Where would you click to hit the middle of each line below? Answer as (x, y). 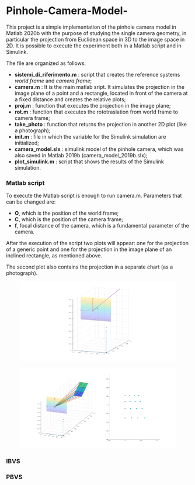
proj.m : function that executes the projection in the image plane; (93, 105)
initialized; (27, 143)
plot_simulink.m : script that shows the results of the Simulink (89, 161)
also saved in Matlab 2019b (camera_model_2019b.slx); (81, 155)
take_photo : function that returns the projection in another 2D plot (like (101, 124)
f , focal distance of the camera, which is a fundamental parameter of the (102, 226)
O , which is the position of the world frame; (67, 213)
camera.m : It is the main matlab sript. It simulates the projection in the (100, 87)
